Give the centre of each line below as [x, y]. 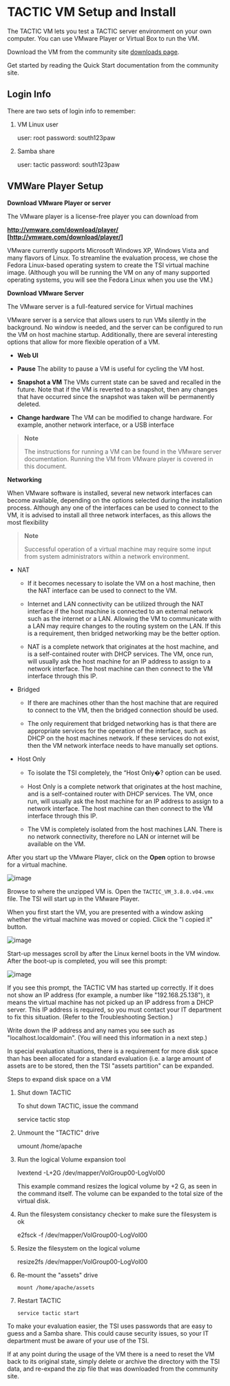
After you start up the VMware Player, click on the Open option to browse [111, 857]
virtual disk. [33, 1201]
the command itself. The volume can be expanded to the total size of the [120, 1193]
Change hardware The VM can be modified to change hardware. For [115, 417]
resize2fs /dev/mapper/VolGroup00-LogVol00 [82, 1262]
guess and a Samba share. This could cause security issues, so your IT [108, 1333]
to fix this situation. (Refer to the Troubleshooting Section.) [90, 1017]
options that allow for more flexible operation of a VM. [84, 342]
